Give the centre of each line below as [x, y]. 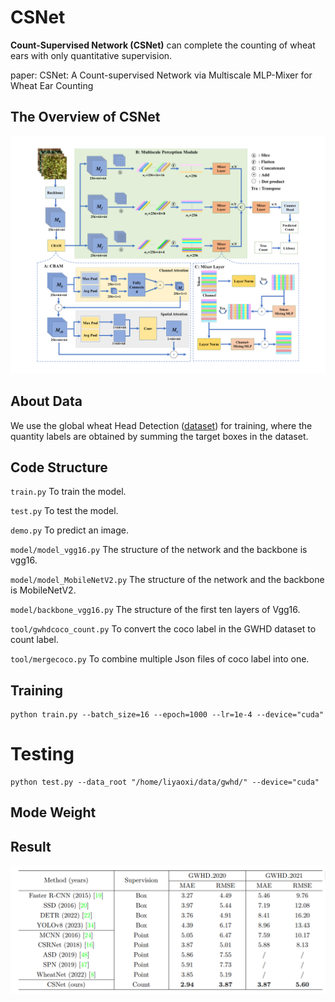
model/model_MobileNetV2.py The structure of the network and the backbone [167, 580]
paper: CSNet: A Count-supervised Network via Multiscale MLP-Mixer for [161, 75]
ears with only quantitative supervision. [91, 55]
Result [31, 846]
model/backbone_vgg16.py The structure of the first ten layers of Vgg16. [155, 610]
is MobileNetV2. [43, 590]
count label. [34, 640]
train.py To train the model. [68, 492]
